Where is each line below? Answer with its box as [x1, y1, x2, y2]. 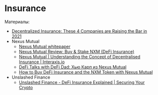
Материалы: [4, 19, 30, 25]
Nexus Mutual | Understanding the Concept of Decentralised [18, 54, 140, 59]
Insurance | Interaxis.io [18, 59, 65, 65]
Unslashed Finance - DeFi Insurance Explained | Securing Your [18, 79, 145, 85]
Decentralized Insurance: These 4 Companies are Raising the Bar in [11, 28, 147, 34]
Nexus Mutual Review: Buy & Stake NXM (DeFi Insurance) [18, 49, 135, 54]
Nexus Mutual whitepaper [18, 43, 71, 49]
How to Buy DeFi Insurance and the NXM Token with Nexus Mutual [18, 69, 153, 75]
